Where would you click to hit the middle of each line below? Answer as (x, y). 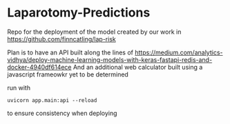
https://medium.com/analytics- (179, 52)
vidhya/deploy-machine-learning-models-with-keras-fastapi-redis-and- (110, 59)
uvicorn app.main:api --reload (52, 100)
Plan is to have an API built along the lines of (70, 52)
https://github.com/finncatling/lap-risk (61, 39)
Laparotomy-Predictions (79, 13)
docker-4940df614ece (39, 67)
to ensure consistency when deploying (62, 113)
